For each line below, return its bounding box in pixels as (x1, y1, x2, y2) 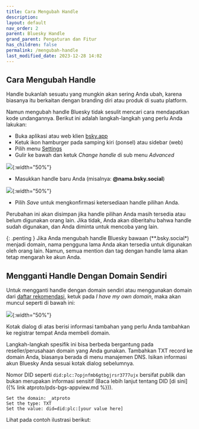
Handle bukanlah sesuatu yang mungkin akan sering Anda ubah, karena (6, 90, 182, 98)
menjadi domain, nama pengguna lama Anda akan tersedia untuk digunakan (6, 241, 192, 248)
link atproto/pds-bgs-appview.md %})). (17, 384, 113, 391)
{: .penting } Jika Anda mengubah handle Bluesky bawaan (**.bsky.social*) (6, 235, 189, 242)
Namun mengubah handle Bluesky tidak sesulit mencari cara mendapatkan (6, 108, 189, 116)
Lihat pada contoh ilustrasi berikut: (6, 417, 91, 424)
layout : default (6, 20, 46, 26)
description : (6, 14, 39, 20)
